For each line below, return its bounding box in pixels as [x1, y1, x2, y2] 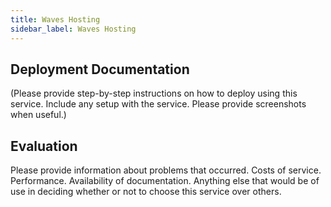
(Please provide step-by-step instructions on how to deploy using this [10, 87, 298, 100]
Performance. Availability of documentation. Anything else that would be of [10, 175, 320, 187]
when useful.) [10, 109, 67, 121]
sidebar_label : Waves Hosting [10, 24, 137, 34]
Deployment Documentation [10, 61, 190, 78]
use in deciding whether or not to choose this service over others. [10, 186, 282, 198]
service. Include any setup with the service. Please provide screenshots [10, 98, 307, 110]
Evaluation [10, 137, 78, 155]
